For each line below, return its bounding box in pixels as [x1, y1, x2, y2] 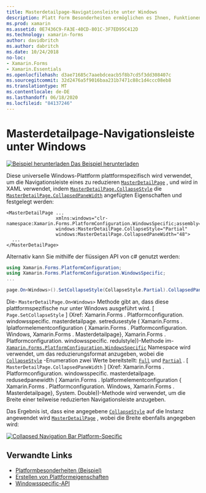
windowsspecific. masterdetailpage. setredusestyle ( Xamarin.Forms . [6, 318, 183, 325]
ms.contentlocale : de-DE [6, 89, 70, 95]
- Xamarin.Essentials [6, 66, 62, 72]
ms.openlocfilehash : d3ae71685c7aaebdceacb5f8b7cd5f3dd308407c [6, 72, 172, 78]
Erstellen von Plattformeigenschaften [15, 473, 109, 480]
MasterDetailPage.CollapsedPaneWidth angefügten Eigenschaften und [6, 191, 182, 199]
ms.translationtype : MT [6, 83, 67, 90]
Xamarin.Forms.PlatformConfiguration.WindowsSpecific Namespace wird [6, 344, 191, 351]
